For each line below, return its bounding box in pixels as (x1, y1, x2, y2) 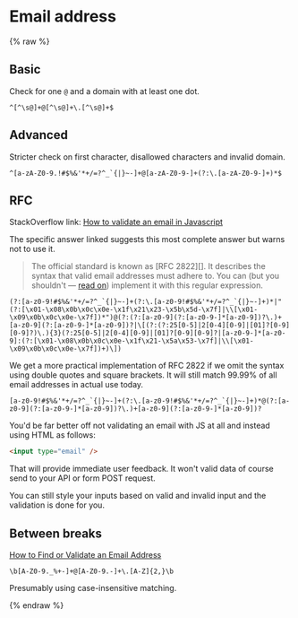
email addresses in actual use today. (9, 379, 144, 390)
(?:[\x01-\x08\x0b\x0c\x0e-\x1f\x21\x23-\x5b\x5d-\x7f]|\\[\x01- (9, 305, 258, 315)
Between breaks (9, 526, 103, 541)
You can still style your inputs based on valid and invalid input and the (9, 491, 267, 501)
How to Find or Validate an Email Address (9, 550, 162, 561)
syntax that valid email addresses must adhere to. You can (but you (30, 271, 280, 282)
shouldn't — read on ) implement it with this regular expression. (30, 280, 264, 291)
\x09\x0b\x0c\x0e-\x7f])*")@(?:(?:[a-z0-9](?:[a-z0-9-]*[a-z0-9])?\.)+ (9, 313, 282, 322)
